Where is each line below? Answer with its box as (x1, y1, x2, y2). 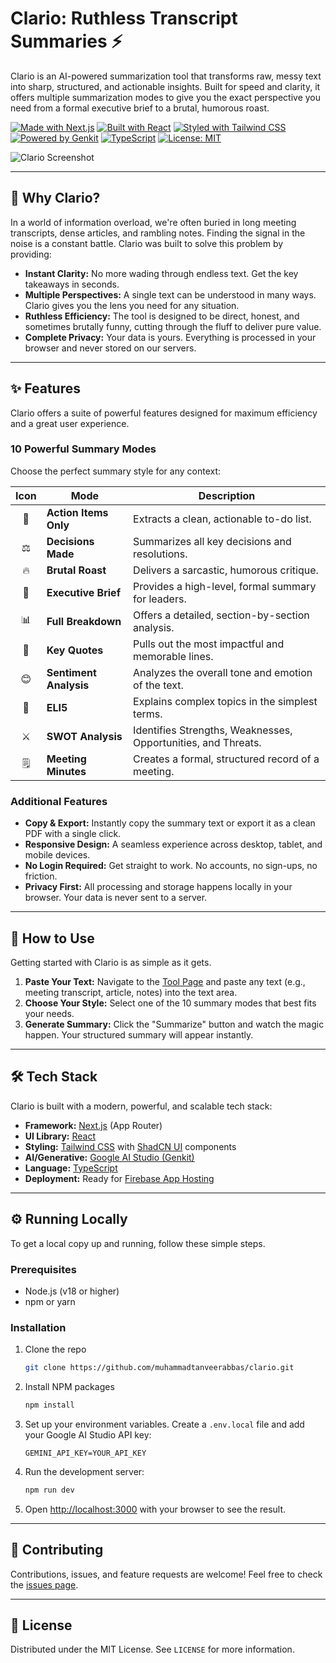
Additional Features (10, 794, 108, 808)
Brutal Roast (46, 563, 107, 577)
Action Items (46, 505, 109, 519)
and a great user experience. (10, 417, 130, 429)
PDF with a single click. (24, 828, 122, 840)
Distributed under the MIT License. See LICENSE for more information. (10, 1643, 295, 1656)
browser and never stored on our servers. (24, 342, 197, 354)
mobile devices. (24, 849, 91, 861)
